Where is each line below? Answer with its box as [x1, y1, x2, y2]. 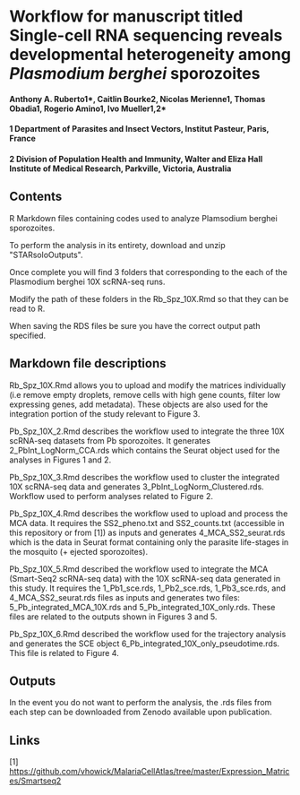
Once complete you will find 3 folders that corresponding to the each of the [9, 266, 288, 277]
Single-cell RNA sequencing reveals [9, 25, 283, 46]
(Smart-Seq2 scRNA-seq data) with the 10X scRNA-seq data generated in [9, 573, 281, 583]
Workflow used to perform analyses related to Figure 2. [9, 490, 213, 501]
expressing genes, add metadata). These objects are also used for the [9, 399, 269, 410]
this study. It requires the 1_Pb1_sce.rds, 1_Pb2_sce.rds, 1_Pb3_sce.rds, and [9, 583, 287, 593]
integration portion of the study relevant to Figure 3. [9, 408, 201, 419]
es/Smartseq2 [9, 775, 62, 786]
